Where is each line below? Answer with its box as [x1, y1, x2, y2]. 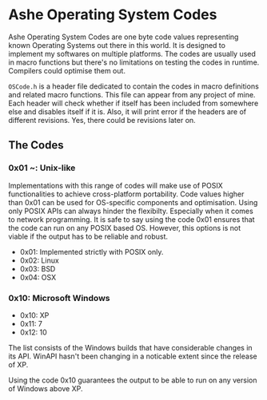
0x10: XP [19, 310, 50, 320]
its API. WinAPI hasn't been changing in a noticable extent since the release [8, 351, 257, 361]
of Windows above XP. [8, 383, 83, 393]
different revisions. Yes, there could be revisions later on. [8, 115, 196, 125]
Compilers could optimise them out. [8, 65, 126, 75]
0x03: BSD [19, 263, 56, 273]
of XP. [8, 359, 29, 369]
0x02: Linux [19, 255, 60, 265]
